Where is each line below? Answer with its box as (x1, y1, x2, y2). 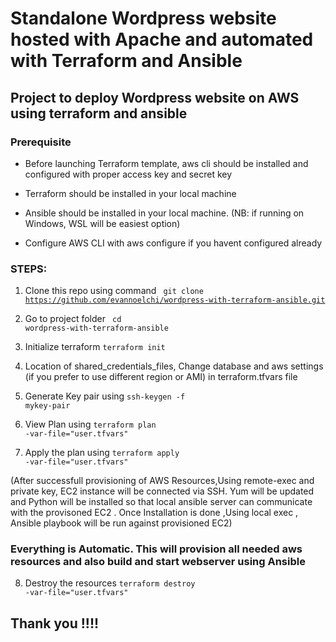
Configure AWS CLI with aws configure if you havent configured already (24, 237, 323, 249)
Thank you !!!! (10, 615, 100, 632)
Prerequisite (10, 135, 72, 149)
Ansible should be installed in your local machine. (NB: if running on (24, 207, 305, 219)
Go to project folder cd (24, 313, 122, 325)
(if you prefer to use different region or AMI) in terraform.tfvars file (24, 371, 298, 383)
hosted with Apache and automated (10, 28, 314, 51)
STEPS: (10, 262, 48, 276)
